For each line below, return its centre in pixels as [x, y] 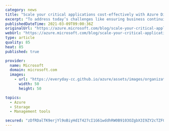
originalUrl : [19, 28]
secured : [14, 120]
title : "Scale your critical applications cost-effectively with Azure [82, 14]
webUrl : [13, 33]
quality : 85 [18, 42]
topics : [13, 97]
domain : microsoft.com [33, 70]
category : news [21, 10]
